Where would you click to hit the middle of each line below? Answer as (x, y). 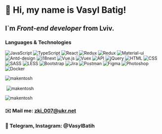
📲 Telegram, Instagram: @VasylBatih (50, 126)
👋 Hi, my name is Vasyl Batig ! (66, 10)
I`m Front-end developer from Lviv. (60, 28)
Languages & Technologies (38, 42)
